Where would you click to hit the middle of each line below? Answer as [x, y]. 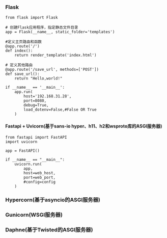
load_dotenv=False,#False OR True [60, 110]
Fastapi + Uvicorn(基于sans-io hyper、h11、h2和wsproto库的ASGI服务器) [84, 126]
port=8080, [35, 101]
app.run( [24, 92]
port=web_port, [40, 177]
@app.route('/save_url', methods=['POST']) [52, 70]
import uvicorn [21, 142]
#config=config [40, 182]
